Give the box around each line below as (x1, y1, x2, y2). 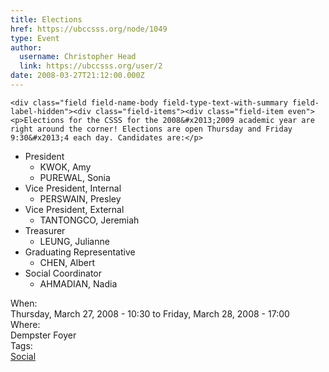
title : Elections (10, 14, 83, 25)
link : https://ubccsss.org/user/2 (19, 61, 163, 71)
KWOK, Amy (39, 161, 92, 173)
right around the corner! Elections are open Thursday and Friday (10, 124, 293, 134)
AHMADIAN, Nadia (39, 277, 118, 290)
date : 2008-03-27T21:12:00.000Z (10, 71, 145, 81)
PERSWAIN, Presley (39, 192, 122, 205)
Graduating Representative (24, 246, 136, 258)
